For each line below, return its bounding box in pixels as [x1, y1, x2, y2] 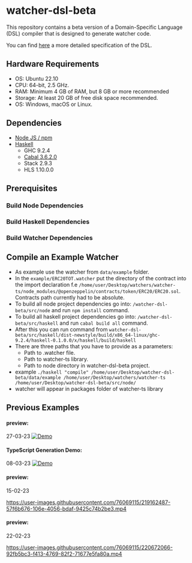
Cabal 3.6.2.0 [23, 153, 57, 160]
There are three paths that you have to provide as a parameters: [14, 342, 173, 349]
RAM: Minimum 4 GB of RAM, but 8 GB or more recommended [14, 88, 169, 95]
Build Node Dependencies [6, 201, 84, 209]
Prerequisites [6, 183, 58, 193]
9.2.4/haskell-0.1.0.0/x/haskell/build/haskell [14, 337, 136, 343]
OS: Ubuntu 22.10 [14, 75, 59, 82]
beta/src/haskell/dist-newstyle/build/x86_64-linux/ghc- [14, 332, 161, 338]
